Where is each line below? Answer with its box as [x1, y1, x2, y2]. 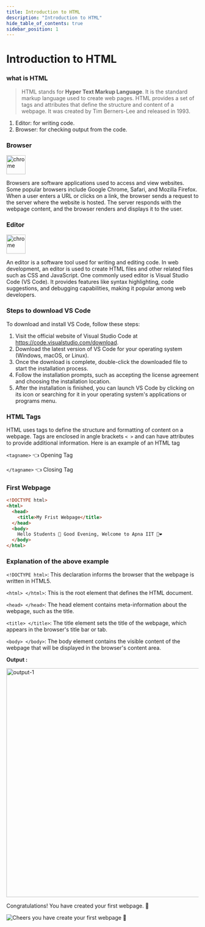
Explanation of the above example [6, 557, 109, 565]
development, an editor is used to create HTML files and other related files [6, 265, 193, 272]
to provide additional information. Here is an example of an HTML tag [6, 439, 180, 446]
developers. [6, 291, 37, 299]
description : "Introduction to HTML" [6, 15, 103, 21]
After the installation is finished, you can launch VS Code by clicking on [15, 384, 195, 391]
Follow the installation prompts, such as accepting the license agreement [15, 371, 199, 379]
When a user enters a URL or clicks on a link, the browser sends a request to [6, 192, 199, 200]
